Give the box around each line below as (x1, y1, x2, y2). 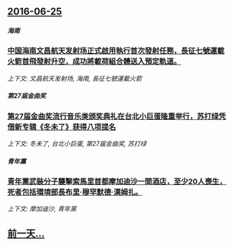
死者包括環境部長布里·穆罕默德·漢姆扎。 (7, 187, 143, 197)
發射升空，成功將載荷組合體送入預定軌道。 (36, 57, 182, 67)
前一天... (7, 227, 45, 240)
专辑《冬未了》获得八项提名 (21, 122, 117, 132)
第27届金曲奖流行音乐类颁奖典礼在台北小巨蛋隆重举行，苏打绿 (7, 111, 219, 121)
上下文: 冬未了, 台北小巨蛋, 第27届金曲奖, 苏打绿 (7, 140, 147, 148)
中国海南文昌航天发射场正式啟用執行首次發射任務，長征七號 (7, 46, 211, 56)
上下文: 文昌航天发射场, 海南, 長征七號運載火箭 (7, 74, 142, 82)
